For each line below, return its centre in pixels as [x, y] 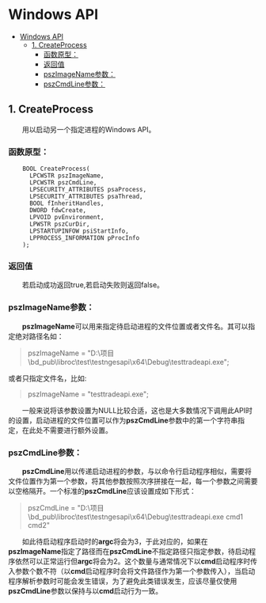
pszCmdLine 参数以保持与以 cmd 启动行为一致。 [85, 590]
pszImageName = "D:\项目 [71, 353]
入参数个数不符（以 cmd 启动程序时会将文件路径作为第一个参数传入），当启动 [132, 571]
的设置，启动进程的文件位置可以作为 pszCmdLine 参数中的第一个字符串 [123, 420]
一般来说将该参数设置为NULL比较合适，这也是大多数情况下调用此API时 [138, 410]
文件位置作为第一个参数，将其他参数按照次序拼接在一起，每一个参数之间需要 [133, 481]
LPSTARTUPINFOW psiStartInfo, [79, 231]
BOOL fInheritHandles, [66, 203]
